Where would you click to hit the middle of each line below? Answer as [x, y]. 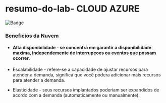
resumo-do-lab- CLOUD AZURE [72, 9]
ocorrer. [21, 58]
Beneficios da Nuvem [32, 36]
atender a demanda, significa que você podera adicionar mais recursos [87, 75]
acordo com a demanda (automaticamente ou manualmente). [76, 95]
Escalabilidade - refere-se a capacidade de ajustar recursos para [80, 70]
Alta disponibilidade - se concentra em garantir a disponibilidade [82, 48]
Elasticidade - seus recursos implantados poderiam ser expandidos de [86, 90]
